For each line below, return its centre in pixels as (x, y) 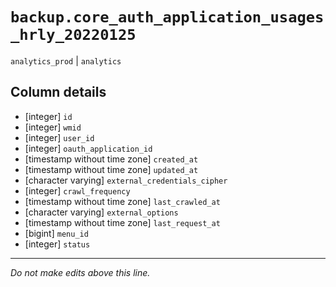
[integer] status (57, 244)
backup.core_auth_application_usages (167, 17)
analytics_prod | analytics (66, 60)
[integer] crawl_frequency (77, 190)
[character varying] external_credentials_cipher (126, 180)
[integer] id (48, 116)
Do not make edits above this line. (80, 272)
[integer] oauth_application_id (88, 148)
